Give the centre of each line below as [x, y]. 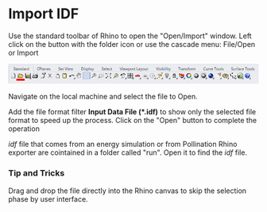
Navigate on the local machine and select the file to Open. [103, 97]
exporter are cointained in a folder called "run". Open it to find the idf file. [128, 152]
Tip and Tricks [37, 173]
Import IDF [44, 14]
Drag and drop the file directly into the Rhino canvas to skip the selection [128, 191]
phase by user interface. [48, 199]
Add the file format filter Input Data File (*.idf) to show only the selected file [132, 112]
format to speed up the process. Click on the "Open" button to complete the [133, 121]
